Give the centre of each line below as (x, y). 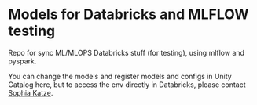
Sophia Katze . (31, 92)
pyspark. (22, 61)
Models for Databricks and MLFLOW (128, 14)
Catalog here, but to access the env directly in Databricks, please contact (127, 85)
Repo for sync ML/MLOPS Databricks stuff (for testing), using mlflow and (127, 52)
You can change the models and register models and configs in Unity (120, 76)
